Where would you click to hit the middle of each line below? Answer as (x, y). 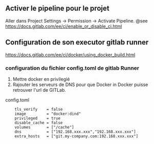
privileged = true (37, 118)
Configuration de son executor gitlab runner (77, 42)
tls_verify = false (39, 109)
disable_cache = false (39, 122)
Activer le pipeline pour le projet (57, 8)
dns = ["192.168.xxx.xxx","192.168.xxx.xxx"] (75, 132)
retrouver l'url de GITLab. (39, 90)
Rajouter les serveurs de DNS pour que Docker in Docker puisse (80, 85)
